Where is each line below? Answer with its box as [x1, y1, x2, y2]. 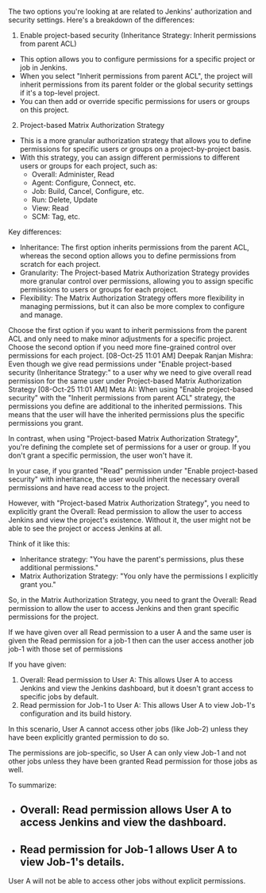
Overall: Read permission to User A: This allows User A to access [19, 675, 233, 684]
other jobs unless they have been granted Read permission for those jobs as [8, 756, 258, 766]
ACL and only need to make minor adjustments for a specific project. [8, 334, 233, 343]
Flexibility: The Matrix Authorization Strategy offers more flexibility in [19, 293, 245, 303]
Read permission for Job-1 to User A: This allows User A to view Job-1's [19, 701, 256, 709]
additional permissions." [19, 563, 99, 572]
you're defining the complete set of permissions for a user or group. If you [8, 443, 252, 451]
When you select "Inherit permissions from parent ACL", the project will [19, 72, 253, 80]
